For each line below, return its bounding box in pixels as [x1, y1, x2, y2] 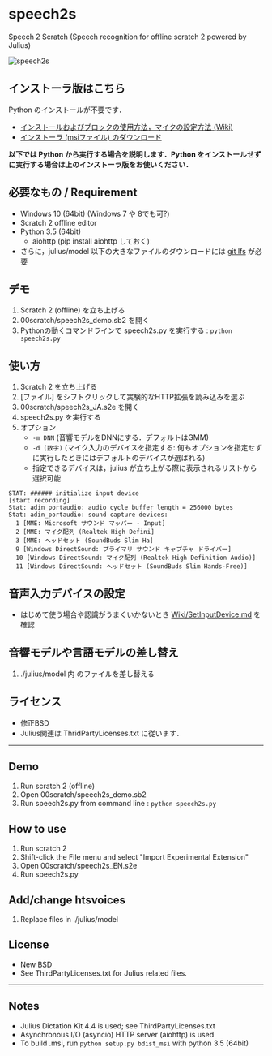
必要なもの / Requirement [8, 186, 138, 200]
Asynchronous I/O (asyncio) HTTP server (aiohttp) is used [19, 1029, 215, 1039]
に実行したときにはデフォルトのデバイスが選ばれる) [32, 453, 206, 463]
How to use [8, 821, 66, 836]
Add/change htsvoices [8, 893, 126, 907]
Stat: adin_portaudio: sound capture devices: [8, 511, 168, 519]
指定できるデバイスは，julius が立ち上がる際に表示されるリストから [32, 463, 257, 473]
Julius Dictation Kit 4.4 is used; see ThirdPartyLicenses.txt [19, 1020, 216, 1031]
